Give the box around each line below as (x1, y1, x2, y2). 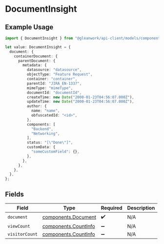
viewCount (7, 223, 30, 229)
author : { (26, 104, 47, 109)
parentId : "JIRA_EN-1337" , (26, 81, 82, 86)
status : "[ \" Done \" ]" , (26, 140, 73, 145)
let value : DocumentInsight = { (5, 44, 71, 49)
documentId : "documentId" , (26, 90, 82, 95)
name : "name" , (31, 109, 60, 113)
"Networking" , (31, 131, 60, 136)
